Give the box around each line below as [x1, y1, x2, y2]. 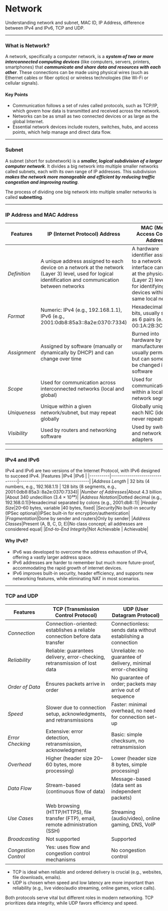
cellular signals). [5, 80, 39, 86]
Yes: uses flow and [45, 843, 90, 850]
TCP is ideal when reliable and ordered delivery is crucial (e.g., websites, [12, 869, 162, 875]
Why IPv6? [5, 538, 28, 544]
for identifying [131, 283, 165, 290]
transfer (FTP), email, [45, 814, 96, 821]
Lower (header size [111, 754, 156, 761]
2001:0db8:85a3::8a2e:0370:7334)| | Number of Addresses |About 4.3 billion [5, 489, 162, 495]
